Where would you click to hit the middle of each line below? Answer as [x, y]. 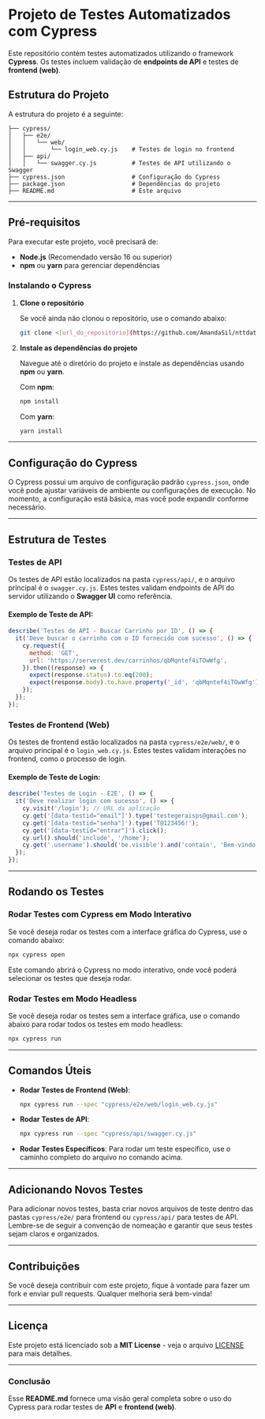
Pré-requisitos [45, 223]
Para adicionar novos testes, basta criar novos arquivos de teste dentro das [131, 1209]
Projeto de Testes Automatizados [119, 15]
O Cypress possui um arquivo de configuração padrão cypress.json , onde [129, 482]
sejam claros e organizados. [54, 1234]
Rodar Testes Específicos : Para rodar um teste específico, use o [125, 1149]
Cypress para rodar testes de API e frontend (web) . [93, 1407]
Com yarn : [37, 416]
